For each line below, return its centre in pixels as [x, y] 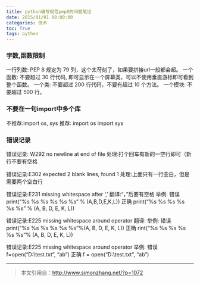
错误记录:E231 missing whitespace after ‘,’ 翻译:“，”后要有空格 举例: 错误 [93, 195]
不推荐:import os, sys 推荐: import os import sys [65, 123]
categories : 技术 [27, 23]
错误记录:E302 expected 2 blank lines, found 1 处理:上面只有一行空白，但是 [98, 174]
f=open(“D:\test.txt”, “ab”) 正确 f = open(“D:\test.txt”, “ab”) [78, 255]
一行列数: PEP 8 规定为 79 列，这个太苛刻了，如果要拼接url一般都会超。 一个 [100, 70]
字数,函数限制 [26, 56]
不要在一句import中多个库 [43, 109]
